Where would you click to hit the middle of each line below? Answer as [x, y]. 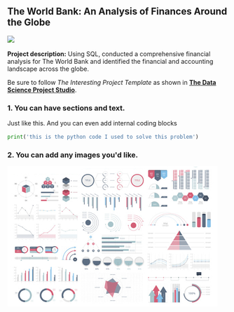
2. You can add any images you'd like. [73, 155]
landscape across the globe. [48, 69]
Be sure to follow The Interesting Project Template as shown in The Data [112, 82]
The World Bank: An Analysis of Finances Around [117, 12]
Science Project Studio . [42, 90]
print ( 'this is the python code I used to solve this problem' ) [103, 137]
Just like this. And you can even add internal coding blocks [92, 123]
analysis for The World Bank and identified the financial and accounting [110, 61]
